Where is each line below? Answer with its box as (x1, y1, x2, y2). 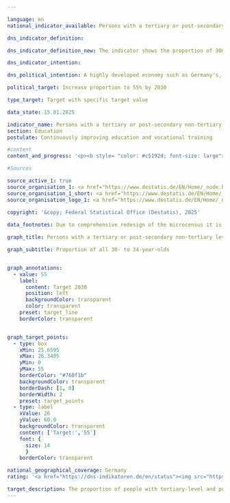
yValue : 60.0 (19, 417, 57, 424)
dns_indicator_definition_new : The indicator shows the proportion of (7, 47, 213, 54)
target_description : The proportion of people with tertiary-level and (7, 486, 216, 493)
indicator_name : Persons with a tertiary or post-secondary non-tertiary (7, 121, 222, 128)
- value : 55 (13, 271, 48, 278)
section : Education (7, 127, 63, 134)
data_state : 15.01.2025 (7, 109, 75, 116)
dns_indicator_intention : (7, 60, 81, 66)
